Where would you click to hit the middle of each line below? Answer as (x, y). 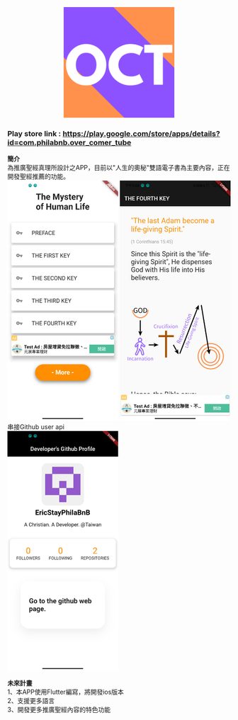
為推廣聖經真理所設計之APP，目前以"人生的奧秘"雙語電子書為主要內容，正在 (119, 168)
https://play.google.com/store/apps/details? (142, 133)
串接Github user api (36, 427)
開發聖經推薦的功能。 (38, 176)
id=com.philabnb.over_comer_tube (69, 142)
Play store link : (34, 133)
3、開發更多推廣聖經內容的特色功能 (59, 710)
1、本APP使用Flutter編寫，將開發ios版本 (66, 692)
